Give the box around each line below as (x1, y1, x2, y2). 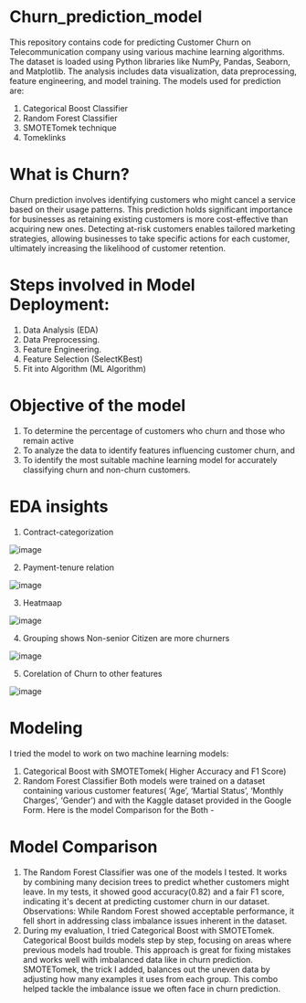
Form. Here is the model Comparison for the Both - (22, 804, 215, 815)
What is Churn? (9, 164, 130, 185)
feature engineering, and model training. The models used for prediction (9, 75, 281, 86)
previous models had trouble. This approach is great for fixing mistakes (22, 944, 291, 955)
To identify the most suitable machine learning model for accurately (22, 454, 278, 465)
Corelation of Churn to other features (22, 668, 163, 679)
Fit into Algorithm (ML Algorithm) (22, 363, 146, 374)
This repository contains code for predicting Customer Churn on (9, 37, 251, 48)
